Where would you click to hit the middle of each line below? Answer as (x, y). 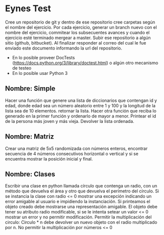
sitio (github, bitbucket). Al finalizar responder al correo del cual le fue (76, 43)
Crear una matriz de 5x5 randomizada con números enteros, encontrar (76, 148)
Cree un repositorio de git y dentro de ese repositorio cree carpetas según (80, 22)
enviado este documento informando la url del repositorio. (64, 48)
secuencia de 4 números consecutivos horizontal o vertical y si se (72, 153)
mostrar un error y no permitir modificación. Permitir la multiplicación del (78, 217)
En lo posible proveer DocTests (43, 57)
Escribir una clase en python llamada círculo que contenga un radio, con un (81, 186)
